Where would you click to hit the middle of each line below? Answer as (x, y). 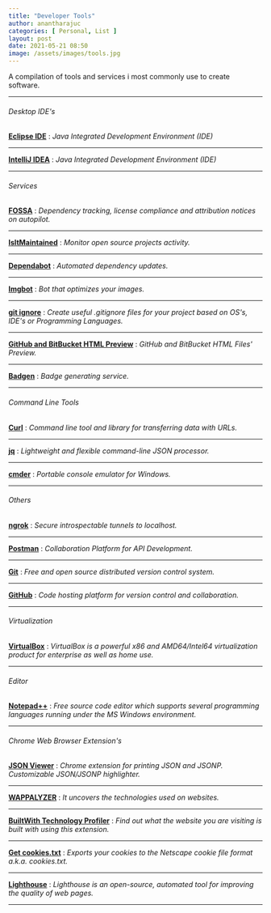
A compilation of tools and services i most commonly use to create (119, 76)
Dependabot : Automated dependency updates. (88, 266)
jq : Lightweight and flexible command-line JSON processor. (109, 451)
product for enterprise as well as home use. (81, 655)
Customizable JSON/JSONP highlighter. (75, 775)
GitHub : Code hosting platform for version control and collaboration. (124, 595)
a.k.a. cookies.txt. (38, 861)
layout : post (30, 38)
